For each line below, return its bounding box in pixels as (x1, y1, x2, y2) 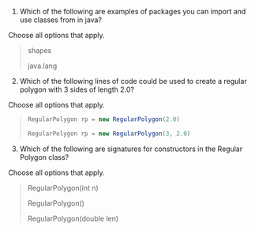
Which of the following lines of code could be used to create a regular (19, 77, 247, 85)
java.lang (27, 61, 58, 70)
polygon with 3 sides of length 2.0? (19, 85, 135, 94)
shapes (27, 46, 52, 55)
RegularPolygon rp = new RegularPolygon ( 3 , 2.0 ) (27, 130, 191, 138)
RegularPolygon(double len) (27, 214, 119, 223)
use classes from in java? (19, 15, 103, 25)
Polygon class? (19, 152, 69, 161)
